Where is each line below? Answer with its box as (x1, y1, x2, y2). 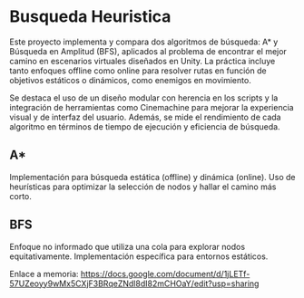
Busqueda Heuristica (9, 6, 172, 27)
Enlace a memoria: (9, 268, 79, 279)
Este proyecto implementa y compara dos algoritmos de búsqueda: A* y (9, 36, 279, 47)
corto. (9, 190, 32, 201)
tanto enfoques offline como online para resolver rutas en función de (9, 65, 267, 76)
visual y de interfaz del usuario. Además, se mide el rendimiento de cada (9, 111, 281, 122)
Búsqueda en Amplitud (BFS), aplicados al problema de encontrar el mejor (9, 45, 288, 56)
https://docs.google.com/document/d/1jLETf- (80, 268, 250, 279)
